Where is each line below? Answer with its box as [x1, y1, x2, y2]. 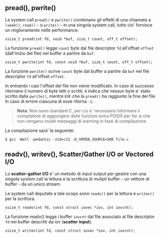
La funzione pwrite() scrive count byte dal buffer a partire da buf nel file [5, 68, 149, 74]
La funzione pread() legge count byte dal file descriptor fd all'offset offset [5, 45, 154, 51]
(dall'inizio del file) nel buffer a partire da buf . [5, 50, 96, 56]
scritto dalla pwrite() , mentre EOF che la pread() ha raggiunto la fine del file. [5, 93, 157, 99]
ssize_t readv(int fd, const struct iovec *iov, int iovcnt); [5, 205, 133, 210]
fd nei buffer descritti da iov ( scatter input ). [5, 219, 93, 224]
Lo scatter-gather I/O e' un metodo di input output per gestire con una [5, 170, 146, 177]
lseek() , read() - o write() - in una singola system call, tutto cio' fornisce [5, 22, 153, 28]
